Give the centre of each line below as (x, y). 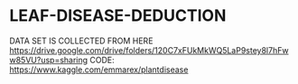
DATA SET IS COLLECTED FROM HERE (81, 41)
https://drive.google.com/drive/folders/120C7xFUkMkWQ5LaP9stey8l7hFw (149, 50)
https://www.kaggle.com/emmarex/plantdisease (99, 70)
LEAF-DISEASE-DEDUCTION (118, 16)
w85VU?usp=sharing (49, 60)
